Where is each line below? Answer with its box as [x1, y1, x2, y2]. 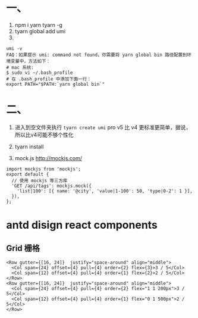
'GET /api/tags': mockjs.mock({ [11, 183, 92, 189]
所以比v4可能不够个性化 [14, 131, 74, 138]
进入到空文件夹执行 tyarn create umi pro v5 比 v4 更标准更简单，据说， [14, 123, 191, 130]
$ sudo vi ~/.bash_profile [6, 70, 73, 76]
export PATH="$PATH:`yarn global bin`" [6, 81, 105, 87]
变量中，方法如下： [10, 58, 51, 64]
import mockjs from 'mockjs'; [6, 166, 81, 172]
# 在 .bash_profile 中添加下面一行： [6, 76, 92, 82]
